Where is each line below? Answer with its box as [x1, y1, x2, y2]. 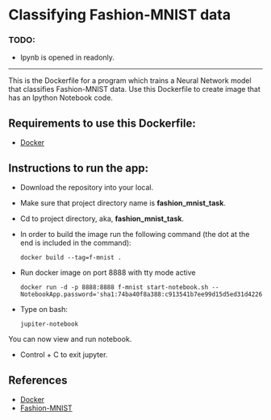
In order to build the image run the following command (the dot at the [19, 230, 250, 239]
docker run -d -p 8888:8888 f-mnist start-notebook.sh [19, 284, 209, 292]
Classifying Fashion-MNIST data [8, 6, 231, 24]
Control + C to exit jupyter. [19, 350, 108, 360]
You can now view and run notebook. [8, 335, 132, 344]
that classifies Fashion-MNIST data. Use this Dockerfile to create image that [8, 85, 261, 94]
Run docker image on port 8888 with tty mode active [19, 268, 196, 277]
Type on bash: [19, 305, 69, 314]
